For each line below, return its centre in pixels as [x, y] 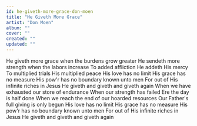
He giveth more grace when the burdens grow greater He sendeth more [93, 61]
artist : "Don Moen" [30, 22]
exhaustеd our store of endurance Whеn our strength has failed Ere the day [98, 92]
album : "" [18, 28]
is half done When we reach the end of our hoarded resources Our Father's [97, 98]
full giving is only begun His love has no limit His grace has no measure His [97, 104]
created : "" [21, 39]
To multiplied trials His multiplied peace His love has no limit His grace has [96, 73]
